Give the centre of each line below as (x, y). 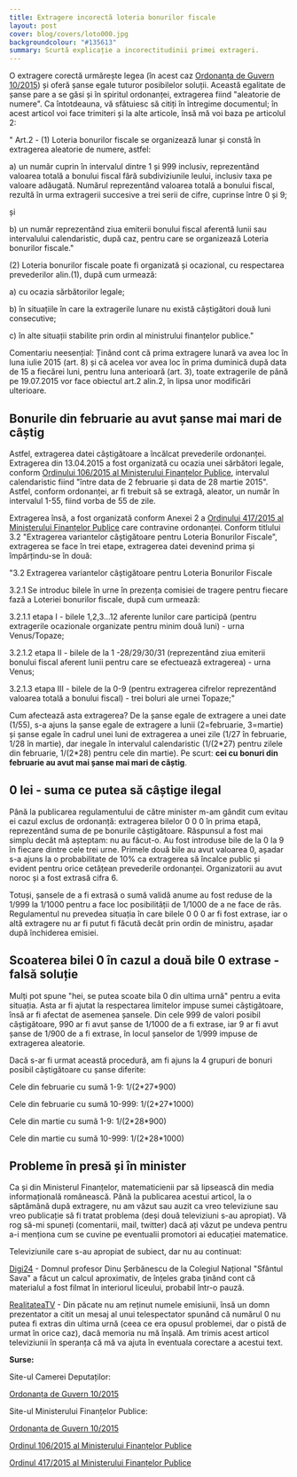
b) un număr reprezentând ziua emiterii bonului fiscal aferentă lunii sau (138, 229)
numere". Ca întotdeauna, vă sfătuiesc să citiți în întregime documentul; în (144, 104)
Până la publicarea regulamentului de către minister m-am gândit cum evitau (148, 812)
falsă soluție (44, 974)
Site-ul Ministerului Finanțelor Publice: (78, 1411)
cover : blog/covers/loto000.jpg (69, 34)
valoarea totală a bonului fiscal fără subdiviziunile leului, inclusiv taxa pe (141, 176)
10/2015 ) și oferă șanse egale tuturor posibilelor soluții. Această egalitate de (148, 85)
